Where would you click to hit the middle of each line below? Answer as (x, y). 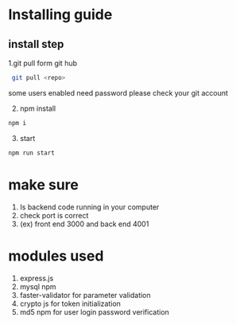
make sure (44, 184)
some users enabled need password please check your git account (118, 92)
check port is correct (54, 215)
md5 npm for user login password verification (94, 311)
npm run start (32, 153)
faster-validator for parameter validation (85, 295)
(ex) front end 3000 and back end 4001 (84, 224)
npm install (38, 108)
